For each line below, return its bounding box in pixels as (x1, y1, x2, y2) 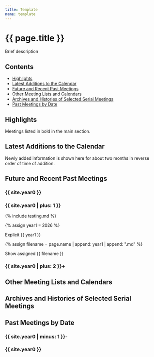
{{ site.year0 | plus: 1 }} (5, 202, 62, 209)
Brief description (5, 49, 39, 54)
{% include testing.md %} (5, 213, 57, 219)
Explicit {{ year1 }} (5, 232, 41, 238)
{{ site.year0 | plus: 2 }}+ (5, 263, 65, 270)
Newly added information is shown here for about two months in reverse (5, 155, 150, 161)
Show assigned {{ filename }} (5, 251, 64, 256)
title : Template (5, 7, 38, 12)
